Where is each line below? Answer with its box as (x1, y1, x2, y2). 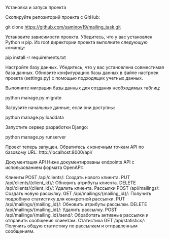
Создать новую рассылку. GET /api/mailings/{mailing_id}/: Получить (5, 190, 152, 196)
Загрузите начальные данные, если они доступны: (5, 105, 115, 111)
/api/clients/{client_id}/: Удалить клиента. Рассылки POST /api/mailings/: (5, 185, 160, 191)
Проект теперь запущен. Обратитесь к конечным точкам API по (5, 144, 144, 150)
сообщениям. (5, 228, 35, 234)
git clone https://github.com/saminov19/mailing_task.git (5, 24, 121, 30)
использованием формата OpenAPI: (5, 164, 83, 170)
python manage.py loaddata (5, 114, 64, 120)
